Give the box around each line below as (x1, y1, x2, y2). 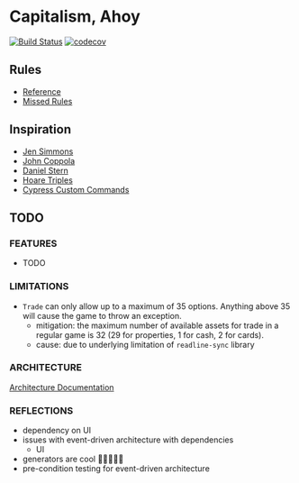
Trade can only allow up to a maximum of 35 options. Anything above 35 (22, 300, 291, 312)
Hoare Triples (22, 174, 74, 186)
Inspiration (9, 122, 72, 137)
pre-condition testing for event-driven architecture (22, 463, 210, 474)
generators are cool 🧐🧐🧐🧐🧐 (22, 453, 124, 465)
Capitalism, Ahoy (9, 6, 141, 27)
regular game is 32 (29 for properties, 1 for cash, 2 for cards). (35, 329, 264, 340)
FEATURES (9, 237, 58, 250)
